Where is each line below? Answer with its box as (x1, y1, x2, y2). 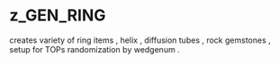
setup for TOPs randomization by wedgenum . (9, 44, 180, 54)
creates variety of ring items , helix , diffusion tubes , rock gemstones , (9, 35, 272, 45)
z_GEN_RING (9, 5, 106, 26)
